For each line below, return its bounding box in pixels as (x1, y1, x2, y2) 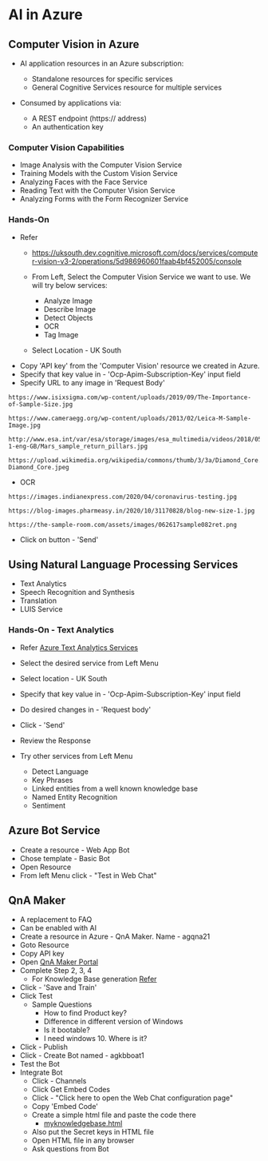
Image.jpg (8, 421, 41, 429)
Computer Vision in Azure (8, 38, 140, 51)
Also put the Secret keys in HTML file (31, 1127, 154, 1137)
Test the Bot (19, 1059, 60, 1069)
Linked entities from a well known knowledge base (31, 784, 199, 793)
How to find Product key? (43, 1008, 128, 1018)
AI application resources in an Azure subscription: (19, 58, 184, 68)
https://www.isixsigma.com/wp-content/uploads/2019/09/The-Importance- (8, 393, 251, 401)
